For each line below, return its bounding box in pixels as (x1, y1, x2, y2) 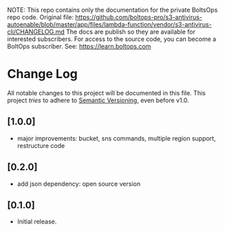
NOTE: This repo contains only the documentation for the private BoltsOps (7, 6, 218, 14)
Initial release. (17, 217, 57, 226)
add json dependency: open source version (17, 180, 141, 188)
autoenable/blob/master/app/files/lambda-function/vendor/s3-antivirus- (7, 21, 212, 28)
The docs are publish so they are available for (66, 27, 196, 36)
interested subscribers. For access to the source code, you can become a (7, 35, 217, 43)
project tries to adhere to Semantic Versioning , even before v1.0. (7, 96, 189, 104)
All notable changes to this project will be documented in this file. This (7, 88, 206, 97)
